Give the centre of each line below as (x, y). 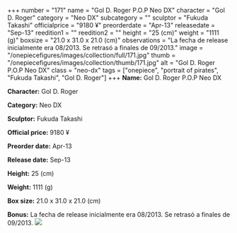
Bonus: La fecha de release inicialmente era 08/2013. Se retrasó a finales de (119, 214)
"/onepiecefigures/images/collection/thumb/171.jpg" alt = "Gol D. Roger (111, 62)
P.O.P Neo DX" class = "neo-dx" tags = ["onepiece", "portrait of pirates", (113, 70)
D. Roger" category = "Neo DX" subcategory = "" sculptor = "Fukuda (108, 18)
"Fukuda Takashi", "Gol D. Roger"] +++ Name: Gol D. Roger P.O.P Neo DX (114, 78)
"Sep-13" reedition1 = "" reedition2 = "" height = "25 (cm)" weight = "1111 (113, 32)
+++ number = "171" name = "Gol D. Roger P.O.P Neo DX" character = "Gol (116, 10)
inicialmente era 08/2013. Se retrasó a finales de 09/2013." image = (105, 48)
